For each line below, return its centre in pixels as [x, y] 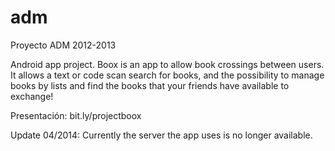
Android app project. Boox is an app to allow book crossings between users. [167, 64]
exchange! [32, 96]
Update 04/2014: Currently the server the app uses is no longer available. [161, 135]
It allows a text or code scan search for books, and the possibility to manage [167, 75]
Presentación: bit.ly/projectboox [76, 115]
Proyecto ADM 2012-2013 [63, 45]
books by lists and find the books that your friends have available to [150, 85]
